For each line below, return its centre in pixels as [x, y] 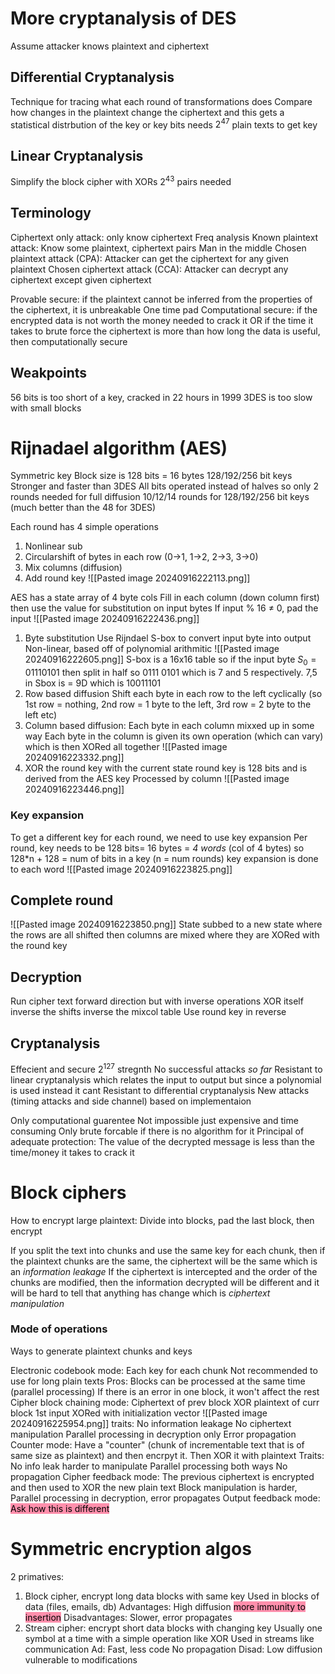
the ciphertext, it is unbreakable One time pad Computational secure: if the [164, 309]
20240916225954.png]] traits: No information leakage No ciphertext [151, 1423]
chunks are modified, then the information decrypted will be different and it [165, 1282]
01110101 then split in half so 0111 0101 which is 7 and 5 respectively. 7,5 [171, 673]
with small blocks [46, 408]
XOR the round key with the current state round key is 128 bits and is [166, 768]
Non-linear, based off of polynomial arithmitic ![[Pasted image [152, 649]
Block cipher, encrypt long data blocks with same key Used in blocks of [172, 1596]
